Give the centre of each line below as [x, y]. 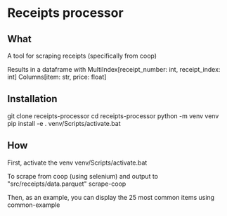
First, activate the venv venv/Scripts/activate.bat [77, 163]
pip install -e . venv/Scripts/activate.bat [64, 123]
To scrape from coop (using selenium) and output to [83, 176]
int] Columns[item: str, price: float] [57, 77]
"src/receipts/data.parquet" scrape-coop [67, 184]
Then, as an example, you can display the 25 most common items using [111, 197]
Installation [32, 99]
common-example [34, 205]
